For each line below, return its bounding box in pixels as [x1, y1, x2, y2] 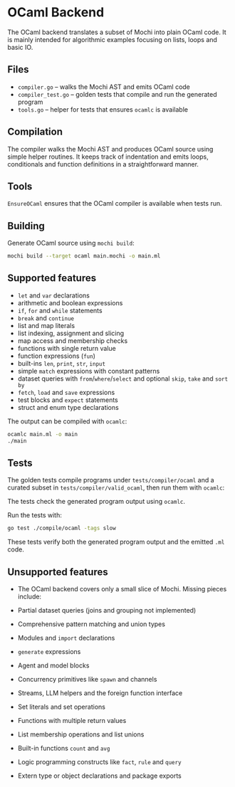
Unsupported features [7, 566, 108, 578]
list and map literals [17, 321, 75, 329]
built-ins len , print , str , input [17, 359, 105, 367]
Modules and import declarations [17, 634, 115, 643]
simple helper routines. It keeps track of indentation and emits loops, [7, 152, 209, 161]
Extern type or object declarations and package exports [17, 771, 182, 780]
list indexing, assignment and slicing [17, 329, 125, 337]
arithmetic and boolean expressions [17, 298, 123, 307]
